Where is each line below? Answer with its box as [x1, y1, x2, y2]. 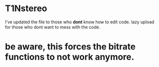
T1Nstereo [5, 3, 47, 14]
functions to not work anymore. [5, 51, 134, 63]
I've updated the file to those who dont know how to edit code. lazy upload [5, 19, 155, 25]
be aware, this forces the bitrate [5, 41, 136, 52]
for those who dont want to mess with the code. [5, 24, 101, 30]
